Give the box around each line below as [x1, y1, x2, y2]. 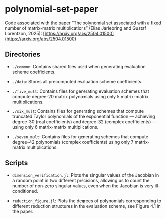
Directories [5, 50, 41, 59]
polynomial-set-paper [5, 3, 98, 15]
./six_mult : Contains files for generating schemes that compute [12, 108, 144, 114]
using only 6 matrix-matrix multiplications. [12, 124, 99, 130]
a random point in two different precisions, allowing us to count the [12, 177, 150, 183]
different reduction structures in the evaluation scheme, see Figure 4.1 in [12, 203, 161, 209]
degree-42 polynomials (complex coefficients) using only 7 [12, 139, 134, 145]
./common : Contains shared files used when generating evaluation [12, 63, 146, 69]
